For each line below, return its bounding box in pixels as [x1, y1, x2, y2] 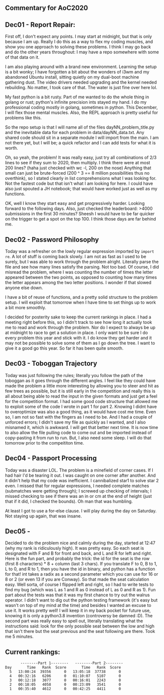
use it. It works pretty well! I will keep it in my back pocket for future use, [5, 607, 151, 613]
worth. [5, 145, 18, 151]
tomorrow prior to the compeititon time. [5, 440, 84, 446]
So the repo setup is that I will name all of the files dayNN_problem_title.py [5, 124, 155, 130]
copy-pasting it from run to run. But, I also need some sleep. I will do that [5, 435, 152, 441]
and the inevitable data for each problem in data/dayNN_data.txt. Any [5, 130, 144, 135]
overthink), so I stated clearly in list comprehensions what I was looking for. [5, 176, 157, 181]
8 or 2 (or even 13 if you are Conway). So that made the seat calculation [5, 577, 149, 583]
